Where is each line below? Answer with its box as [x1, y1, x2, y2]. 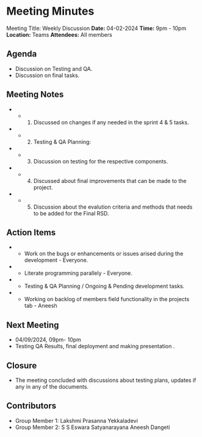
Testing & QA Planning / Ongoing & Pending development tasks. [24, 283, 185, 290]
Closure [6, 360, 37, 371]
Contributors [6, 401, 57, 411]
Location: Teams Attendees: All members [6, 31, 113, 38]
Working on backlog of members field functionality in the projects [24, 296, 190, 303]
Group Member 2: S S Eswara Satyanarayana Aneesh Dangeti [15, 424, 170, 431]
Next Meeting [6, 319, 59, 330]
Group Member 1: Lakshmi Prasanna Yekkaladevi [15, 417, 139, 424]
